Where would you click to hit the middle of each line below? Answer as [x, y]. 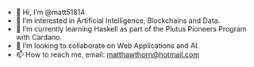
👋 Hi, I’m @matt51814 [50, 12]
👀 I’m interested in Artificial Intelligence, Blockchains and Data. [118, 20]
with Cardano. [38, 37]
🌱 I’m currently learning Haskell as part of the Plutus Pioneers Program [131, 29]
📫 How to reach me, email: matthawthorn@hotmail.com [108, 54]
